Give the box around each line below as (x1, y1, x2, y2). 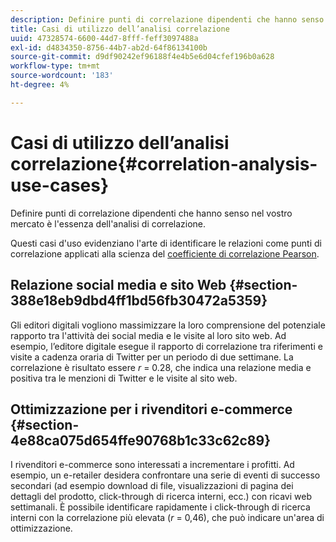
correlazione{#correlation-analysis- (10, 152, 318, 175)
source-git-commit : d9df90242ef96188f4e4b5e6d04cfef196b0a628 (10, 52, 275, 62)
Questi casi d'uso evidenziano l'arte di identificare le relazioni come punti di (10, 237, 322, 249)
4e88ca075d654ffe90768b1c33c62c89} (10, 432, 272, 449)
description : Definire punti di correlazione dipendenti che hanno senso (10, 14, 325, 25)
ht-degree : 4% (10, 80, 70, 90)
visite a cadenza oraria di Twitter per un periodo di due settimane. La (10, 351, 294, 363)
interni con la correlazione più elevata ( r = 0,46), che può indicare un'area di (10, 512, 325, 524)
